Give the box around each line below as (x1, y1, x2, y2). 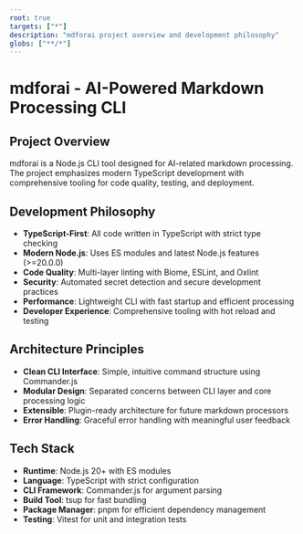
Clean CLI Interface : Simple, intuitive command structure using (22, 366, 261, 377)
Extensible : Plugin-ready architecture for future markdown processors (22, 404, 289, 415)
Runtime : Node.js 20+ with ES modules (22, 465, 172, 476)
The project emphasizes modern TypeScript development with (9, 168, 245, 179)
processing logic (22, 394, 86, 406)
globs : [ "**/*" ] (9, 38, 71, 48)
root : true (9, 13, 51, 23)
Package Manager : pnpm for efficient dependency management (22, 504, 266, 515)
